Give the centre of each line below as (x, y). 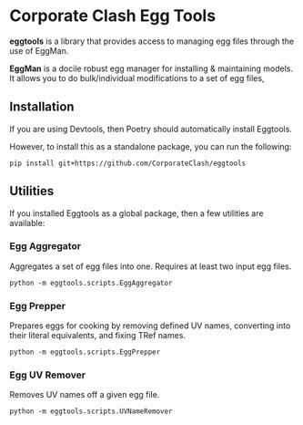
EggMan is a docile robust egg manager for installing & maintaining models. (151, 68)
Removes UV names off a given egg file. (85, 395)
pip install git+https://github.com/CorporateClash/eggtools (128, 163)
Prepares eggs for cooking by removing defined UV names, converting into (150, 326)
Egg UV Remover (48, 375)
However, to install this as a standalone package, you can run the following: (151, 146)
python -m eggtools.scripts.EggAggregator (91, 283)
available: (27, 223)
